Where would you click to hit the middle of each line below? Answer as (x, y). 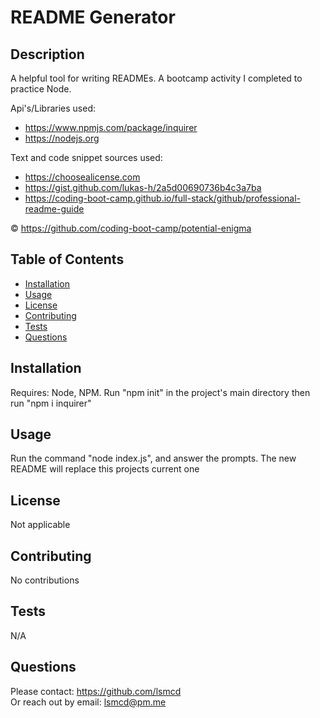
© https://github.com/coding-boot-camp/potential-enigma (131, 228)
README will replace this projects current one (105, 469)
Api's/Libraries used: (53, 108)
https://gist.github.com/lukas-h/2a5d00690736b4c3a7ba (143, 187)
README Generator (93, 17)
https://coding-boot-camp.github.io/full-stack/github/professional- (162, 198)
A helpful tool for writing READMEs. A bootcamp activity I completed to (156, 78)
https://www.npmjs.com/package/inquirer (111, 127)
